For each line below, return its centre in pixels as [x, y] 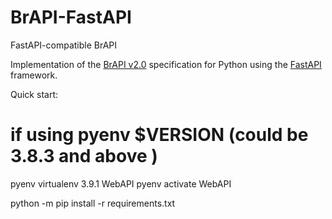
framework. [34, 75]
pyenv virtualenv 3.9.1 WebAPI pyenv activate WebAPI [121, 183]
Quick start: [34, 94]
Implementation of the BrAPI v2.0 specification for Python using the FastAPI [166, 64]
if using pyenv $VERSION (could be [159, 135]
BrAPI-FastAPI [71, 17]
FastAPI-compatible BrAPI [64, 45]
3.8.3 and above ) [84, 156]
